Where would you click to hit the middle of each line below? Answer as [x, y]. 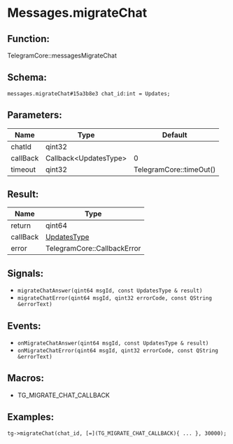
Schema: [27, 77]
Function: [29, 39]
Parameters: [35, 115]
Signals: [26, 273]
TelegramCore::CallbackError [93, 249]
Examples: [31, 417]
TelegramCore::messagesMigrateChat [62, 55]
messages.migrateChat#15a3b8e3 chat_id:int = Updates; [89, 93]
